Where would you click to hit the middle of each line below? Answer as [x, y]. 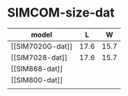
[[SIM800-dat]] [37, 79]
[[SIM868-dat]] [37, 68]
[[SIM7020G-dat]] [42, 46]
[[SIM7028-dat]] [39, 57]
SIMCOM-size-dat [61, 13]
